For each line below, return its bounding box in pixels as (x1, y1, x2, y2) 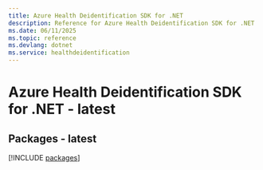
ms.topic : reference (8, 34, 77, 42)
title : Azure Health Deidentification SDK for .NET (8, 11, 183, 20)
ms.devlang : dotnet (8, 42, 73, 49)
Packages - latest (8, 132, 97, 145)
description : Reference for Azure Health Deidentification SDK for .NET (8, 19, 255, 27)
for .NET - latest (8, 101, 116, 118)
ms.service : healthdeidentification (8, 49, 130, 57)
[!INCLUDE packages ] (8, 153, 80, 162)
